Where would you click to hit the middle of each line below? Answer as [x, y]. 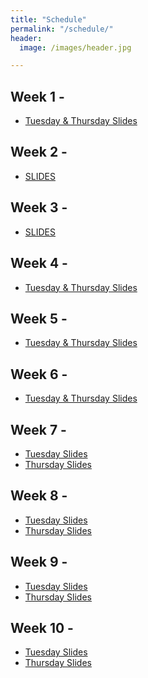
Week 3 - [39, 207]
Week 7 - [38, 429]
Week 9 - [39, 562]
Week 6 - [39, 374]
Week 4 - [39, 263]
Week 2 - [39, 152]
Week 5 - [39, 318]
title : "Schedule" [48, 19]
